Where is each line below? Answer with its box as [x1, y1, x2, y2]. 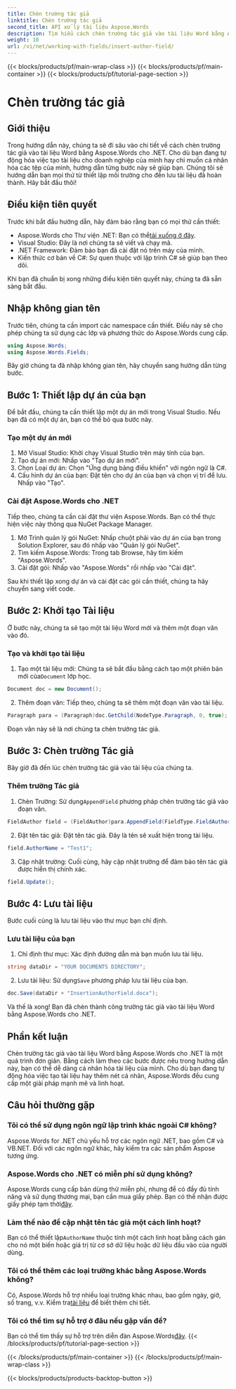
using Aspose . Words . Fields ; [7, 349, 90, 356]
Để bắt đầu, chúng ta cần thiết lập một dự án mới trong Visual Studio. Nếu [7, 408, 221, 416]
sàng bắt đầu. [7, 282, 47, 290]
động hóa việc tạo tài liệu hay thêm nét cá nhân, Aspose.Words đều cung [7, 1072, 220, 1080]
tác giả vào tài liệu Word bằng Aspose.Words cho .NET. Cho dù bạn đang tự [7, 148, 227, 157]
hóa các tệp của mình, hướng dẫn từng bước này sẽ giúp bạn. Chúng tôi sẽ [7, 163, 223, 172]
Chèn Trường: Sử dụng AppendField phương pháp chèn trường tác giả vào [17, 797, 229, 805]
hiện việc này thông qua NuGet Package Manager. [7, 520, 153, 528]
